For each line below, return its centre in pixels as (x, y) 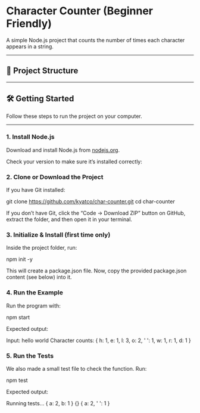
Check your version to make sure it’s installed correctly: (74, 162)
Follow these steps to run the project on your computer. (74, 116)
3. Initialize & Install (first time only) (58, 235)
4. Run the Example (35, 293)
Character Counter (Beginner (80, 11)
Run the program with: (34, 306)
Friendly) (29, 24)
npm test (17, 380)
